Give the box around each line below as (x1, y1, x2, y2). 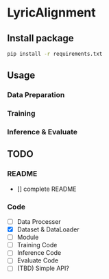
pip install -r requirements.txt (7, 50, 103, 57)
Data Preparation (7, 90, 65, 100)
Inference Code (16, 249, 62, 257)
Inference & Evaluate (7, 127, 77, 137)
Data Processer (16, 218, 61, 226)
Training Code (16, 241, 58, 249)
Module (16, 233, 39, 242)
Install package (7, 32, 74, 44)
